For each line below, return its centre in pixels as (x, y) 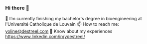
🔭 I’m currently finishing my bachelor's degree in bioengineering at (73, 19)
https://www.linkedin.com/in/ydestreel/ (45, 37)
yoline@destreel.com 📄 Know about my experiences (59, 31)
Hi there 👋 (17, 8)
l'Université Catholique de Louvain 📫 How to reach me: (62, 24)
